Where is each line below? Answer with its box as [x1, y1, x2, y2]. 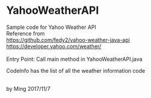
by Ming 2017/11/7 [6, 85, 51, 92]
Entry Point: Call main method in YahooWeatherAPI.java [6, 55, 143, 63]
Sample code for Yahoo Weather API [6, 23, 96, 31]
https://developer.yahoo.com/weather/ [6, 43, 102, 50]
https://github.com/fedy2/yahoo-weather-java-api [6, 36, 130, 43]
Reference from [6, 29, 45, 37]
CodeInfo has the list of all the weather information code [6, 67, 146, 74]
